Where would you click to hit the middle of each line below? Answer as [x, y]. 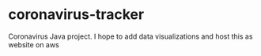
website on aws [34, 44]
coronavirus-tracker [76, 15]
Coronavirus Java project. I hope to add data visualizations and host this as [130, 36]
